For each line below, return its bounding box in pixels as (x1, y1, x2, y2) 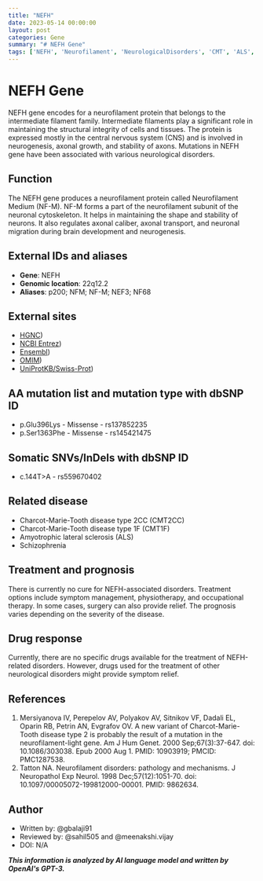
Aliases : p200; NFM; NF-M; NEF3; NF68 (19, 287, 152, 296)
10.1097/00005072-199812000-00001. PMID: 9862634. (19, 780, 199, 790)
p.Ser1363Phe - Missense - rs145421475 (19, 428, 152, 438)
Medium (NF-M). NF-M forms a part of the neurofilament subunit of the (8, 201, 239, 211)
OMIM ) (19, 355, 42, 365)
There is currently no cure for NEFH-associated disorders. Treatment (8, 584, 232, 593)
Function (8, 172, 53, 185)
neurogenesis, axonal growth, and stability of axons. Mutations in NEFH (8, 141, 239, 150)
